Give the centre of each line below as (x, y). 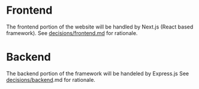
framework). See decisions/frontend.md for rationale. (72, 33)
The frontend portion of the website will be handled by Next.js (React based (100, 27)
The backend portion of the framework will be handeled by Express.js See (98, 73)
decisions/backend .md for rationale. (51, 80)
